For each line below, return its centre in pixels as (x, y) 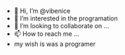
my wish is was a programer (55, 44)
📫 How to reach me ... (46, 34)
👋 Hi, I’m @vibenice (42, 11)
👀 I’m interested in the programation (66, 18)
